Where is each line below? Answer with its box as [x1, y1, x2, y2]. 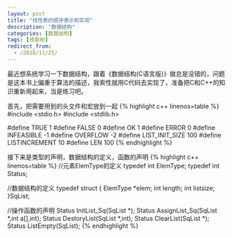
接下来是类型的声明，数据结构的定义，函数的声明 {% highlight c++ [7, 152, 199, 161]
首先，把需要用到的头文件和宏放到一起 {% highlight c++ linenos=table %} [7, 102, 219, 110]
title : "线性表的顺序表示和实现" [7, 17, 93, 24]
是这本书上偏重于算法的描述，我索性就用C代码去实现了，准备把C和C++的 [7, 78, 219, 86]
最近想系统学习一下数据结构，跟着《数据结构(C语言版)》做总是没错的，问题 [7, 69, 226, 78]
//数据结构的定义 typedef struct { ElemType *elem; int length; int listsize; [7, 184, 215, 192]
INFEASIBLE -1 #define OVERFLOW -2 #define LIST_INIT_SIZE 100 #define [7, 130, 222, 139]
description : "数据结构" [7, 23, 76, 30]
